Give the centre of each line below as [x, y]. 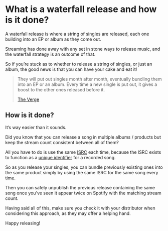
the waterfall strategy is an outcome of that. [50, 54]
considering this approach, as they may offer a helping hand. [68, 213]
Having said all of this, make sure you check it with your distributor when [80, 208]
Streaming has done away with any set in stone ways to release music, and [83, 49]
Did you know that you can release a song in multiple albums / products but [83, 137]
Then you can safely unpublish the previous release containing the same [80, 187]
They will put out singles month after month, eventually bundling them [90, 79]
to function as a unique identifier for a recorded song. [61, 157]
